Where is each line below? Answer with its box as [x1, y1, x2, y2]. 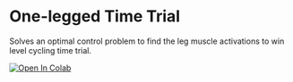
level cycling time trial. [9, 45, 92, 55]
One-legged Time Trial [9, 6, 181, 27]
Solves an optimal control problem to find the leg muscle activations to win [9, 36, 285, 46]
